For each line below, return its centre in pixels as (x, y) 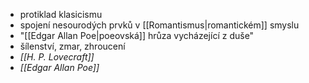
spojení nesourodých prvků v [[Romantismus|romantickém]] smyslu (159, 25)
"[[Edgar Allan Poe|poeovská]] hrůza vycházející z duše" (137, 35)
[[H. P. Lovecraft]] (57, 57)
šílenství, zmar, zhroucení (72, 46)
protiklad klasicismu (61, 14)
